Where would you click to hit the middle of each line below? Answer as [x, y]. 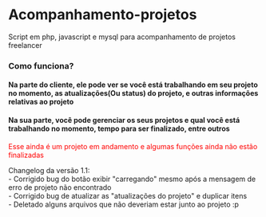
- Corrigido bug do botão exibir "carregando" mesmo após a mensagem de [132, 179]
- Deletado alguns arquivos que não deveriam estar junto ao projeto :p [124, 204]
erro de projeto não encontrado [60, 187]
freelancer [25, 45]
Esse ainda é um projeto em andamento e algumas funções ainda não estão [133, 146]
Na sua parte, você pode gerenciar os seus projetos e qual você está [124, 120]
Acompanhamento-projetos [103, 15]
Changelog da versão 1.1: [49, 170]
